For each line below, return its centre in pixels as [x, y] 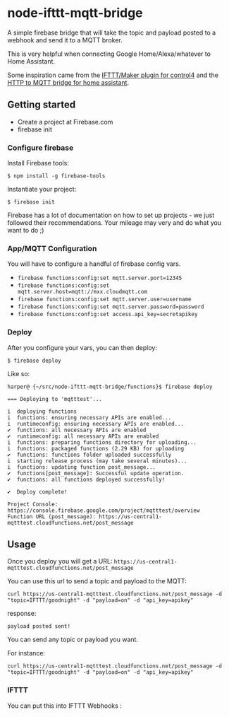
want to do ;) [26, 231]
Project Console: [33, 504]
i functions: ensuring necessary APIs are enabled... [89, 418]
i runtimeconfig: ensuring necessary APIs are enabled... [96, 424]
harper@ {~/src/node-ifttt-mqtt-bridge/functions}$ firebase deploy [110, 387]
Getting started [42, 105]
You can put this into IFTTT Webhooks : [64, 706]
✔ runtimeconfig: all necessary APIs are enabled [83, 436]
